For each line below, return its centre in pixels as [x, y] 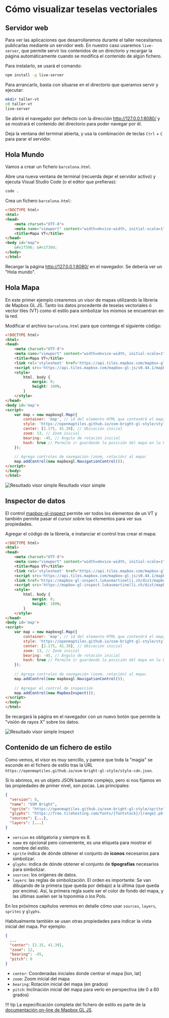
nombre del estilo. [31, 848]
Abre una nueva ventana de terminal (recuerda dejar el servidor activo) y [80, 176]
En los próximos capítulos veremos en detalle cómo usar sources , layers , [81, 906]
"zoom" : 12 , [22, 950]
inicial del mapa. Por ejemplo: [36, 926]
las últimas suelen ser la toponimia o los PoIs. [60, 896]
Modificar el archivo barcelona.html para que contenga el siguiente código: [83, 326]
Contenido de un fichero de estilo [59, 747]
